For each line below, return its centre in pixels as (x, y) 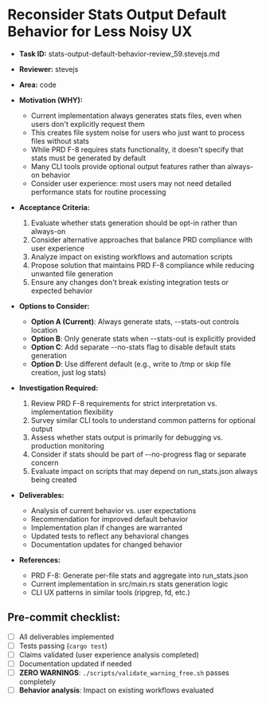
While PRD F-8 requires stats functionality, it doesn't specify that (137, 149)
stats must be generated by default (88, 158)
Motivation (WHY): (51, 100)
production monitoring (67, 445)
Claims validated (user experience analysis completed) (109, 654)
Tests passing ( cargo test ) (63, 646)
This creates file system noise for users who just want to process (138, 132)
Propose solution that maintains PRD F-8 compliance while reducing (143, 265)
